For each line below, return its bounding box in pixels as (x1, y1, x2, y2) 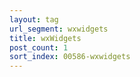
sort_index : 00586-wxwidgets (9, 52, 131, 62)
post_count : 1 (9, 42, 69, 53)
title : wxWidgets (9, 33, 82, 43)
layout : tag (9, 14, 59, 25)
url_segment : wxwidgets (9, 24, 109, 34)
